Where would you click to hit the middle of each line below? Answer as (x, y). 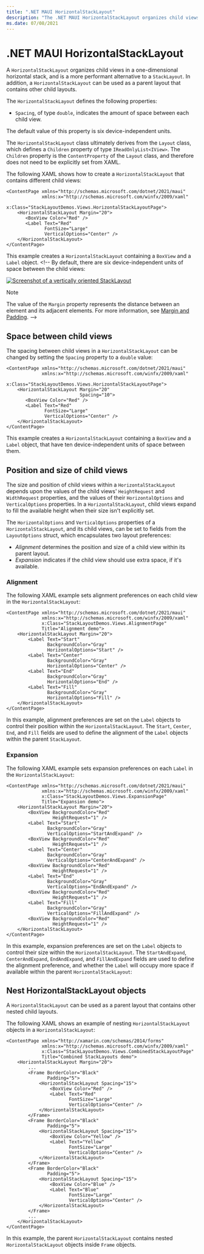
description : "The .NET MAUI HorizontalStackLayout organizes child (95, 18)
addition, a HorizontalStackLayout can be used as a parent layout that (93, 83)
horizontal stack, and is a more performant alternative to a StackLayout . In (98, 77)
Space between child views (59, 336)
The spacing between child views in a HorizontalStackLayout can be (92, 351)
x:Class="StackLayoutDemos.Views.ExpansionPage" (104, 796)
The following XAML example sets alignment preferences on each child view (102, 595)
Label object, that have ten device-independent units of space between (96, 445)
